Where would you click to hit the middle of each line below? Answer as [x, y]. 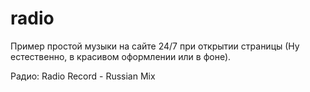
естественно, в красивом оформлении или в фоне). [121, 56]
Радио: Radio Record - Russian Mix [83, 76]
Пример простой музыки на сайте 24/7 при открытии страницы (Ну [155, 46]
